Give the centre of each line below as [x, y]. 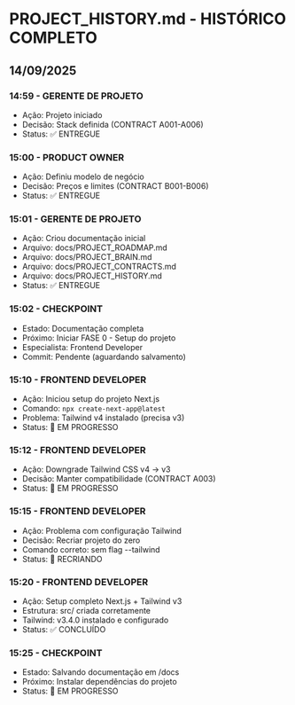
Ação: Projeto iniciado [62, 114]
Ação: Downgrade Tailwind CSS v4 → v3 [96, 469]
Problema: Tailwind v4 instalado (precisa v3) [103, 418]
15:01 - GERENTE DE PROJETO [75, 219]
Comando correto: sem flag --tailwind [91, 549]
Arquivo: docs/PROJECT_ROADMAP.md [95, 247]
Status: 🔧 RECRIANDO [62, 559]
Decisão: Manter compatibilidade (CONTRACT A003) [119, 479]
